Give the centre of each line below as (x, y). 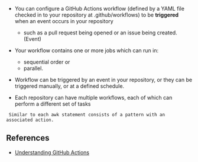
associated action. (30, 120)
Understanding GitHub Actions (52, 152)
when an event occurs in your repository (64, 21)
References (28, 138)
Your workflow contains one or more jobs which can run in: (86, 50)
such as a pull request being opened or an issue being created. (100, 33)
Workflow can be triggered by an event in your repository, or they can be (103, 80)
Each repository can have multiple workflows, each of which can (93, 98)
